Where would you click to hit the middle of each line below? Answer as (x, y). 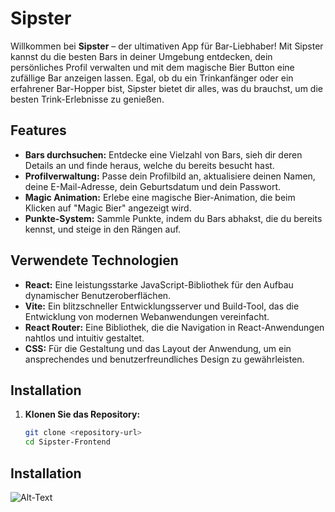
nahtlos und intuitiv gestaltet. (84, 338)
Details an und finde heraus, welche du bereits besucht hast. (149, 165)
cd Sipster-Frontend (67, 442)
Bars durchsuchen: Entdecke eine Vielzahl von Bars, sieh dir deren (163, 154)
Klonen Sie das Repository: (82, 414)
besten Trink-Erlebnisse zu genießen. (87, 99)
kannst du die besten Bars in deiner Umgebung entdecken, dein (141, 56)
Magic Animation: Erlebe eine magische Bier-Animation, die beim (160, 197)
